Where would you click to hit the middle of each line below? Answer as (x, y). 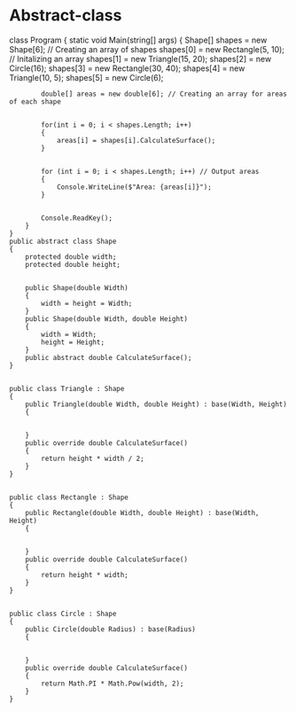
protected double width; (71, 257)
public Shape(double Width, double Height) (107, 319)
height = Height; (73, 342)
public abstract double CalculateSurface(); (109, 357)
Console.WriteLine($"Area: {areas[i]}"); (134, 187)
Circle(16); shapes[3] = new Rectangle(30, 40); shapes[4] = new (127, 68)
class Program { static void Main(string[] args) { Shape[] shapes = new (138, 40)
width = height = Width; (87, 303)
